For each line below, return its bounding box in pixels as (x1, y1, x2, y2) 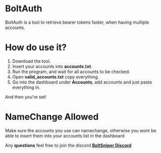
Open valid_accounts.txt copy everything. (12, 74, 99, 79)
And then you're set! (5, 94, 47, 100)
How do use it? (5, 42, 67, 53)
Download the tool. (12, 58, 51, 64)
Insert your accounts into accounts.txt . (12, 63, 93, 69)
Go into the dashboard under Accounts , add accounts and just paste (12, 79, 152, 85)
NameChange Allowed (5, 112, 99, 122)
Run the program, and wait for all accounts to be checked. (12, 69, 130, 75)
